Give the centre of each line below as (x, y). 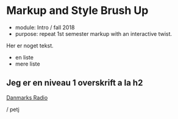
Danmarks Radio (27, 97)
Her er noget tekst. (30, 46)
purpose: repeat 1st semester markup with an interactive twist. (94, 33)
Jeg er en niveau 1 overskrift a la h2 (75, 83)
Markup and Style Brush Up (77, 11)
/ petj (13, 109)
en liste (24, 57)
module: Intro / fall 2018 (45, 27)
